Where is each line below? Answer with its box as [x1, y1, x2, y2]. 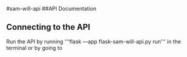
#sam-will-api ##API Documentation [6, 5, 97, 12]
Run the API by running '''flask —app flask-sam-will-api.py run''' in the [6, 38, 182, 45]
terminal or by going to [6, 44, 63, 51]
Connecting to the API [6, 22, 90, 32]
